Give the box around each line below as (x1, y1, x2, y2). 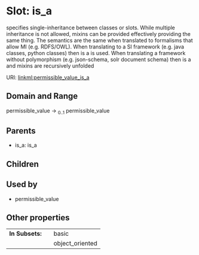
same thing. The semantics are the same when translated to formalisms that (6, 37, 193, 44)
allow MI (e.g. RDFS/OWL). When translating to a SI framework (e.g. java (6, 43, 184, 50)
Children (6, 159, 39, 169)
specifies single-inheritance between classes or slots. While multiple (6, 24, 175, 31)
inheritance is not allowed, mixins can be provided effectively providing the (6, 30, 191, 37)
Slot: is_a (6, 4, 53, 18)
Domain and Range (6, 91, 78, 101)
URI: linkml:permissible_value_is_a (6, 74, 90, 81)
